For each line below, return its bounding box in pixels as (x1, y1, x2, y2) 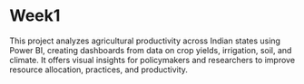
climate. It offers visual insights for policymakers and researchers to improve (9, 54, 296, 65)
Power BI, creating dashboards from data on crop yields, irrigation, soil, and (9, 44, 292, 55)
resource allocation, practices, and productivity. (9, 64, 189, 75)
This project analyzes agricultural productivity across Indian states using (9, 35, 281, 46)
